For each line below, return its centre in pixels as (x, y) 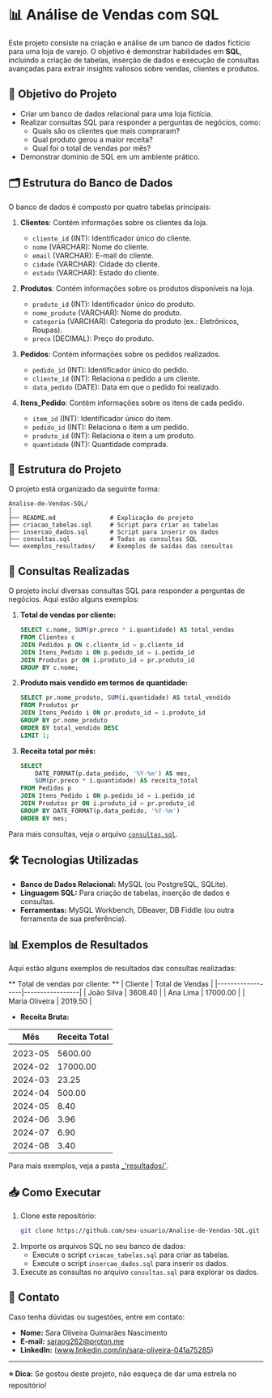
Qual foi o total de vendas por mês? (91, 148)
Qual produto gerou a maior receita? (93, 139)
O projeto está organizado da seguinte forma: (84, 489)
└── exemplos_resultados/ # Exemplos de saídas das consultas (121, 547)
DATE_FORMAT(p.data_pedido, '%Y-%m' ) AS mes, (113, 774)
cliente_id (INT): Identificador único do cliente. (112, 238)
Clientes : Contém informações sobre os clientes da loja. (114, 222)
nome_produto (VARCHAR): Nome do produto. (107, 313)
